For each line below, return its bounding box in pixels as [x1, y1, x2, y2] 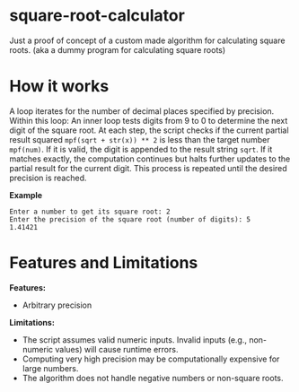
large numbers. [22, 362, 79, 373]
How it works [9, 76, 110, 97]
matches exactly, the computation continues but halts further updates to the [9, 153, 291, 164]
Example [9, 189, 43, 200]
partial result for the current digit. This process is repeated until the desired [9, 162, 287, 173]
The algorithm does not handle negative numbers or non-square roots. [22, 372, 285, 383]
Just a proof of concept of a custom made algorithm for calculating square [9, 35, 286, 46]
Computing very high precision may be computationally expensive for [22, 353, 280, 364]
